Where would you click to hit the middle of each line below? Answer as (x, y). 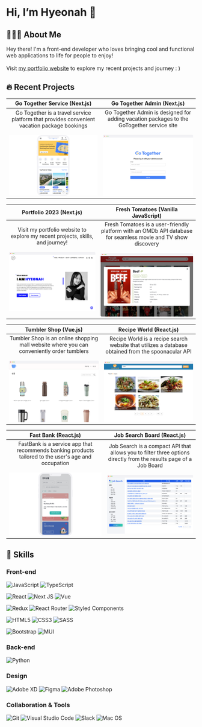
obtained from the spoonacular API (148, 351)
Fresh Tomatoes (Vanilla (147, 209)
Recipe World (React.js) (148, 329)
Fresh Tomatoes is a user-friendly (147, 224)
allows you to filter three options (150, 452)
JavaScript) (147, 215)
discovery (147, 243)
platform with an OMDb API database (147, 231)
